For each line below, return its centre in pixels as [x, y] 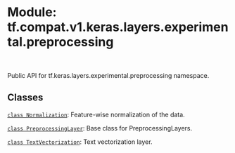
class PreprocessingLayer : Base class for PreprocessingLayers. [100, 128]
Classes [25, 98]
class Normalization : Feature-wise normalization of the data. [96, 114]
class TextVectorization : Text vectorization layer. [80, 142]
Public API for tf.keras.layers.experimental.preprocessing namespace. [108, 75]
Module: [32, 12]
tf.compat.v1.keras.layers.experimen [118, 27]
